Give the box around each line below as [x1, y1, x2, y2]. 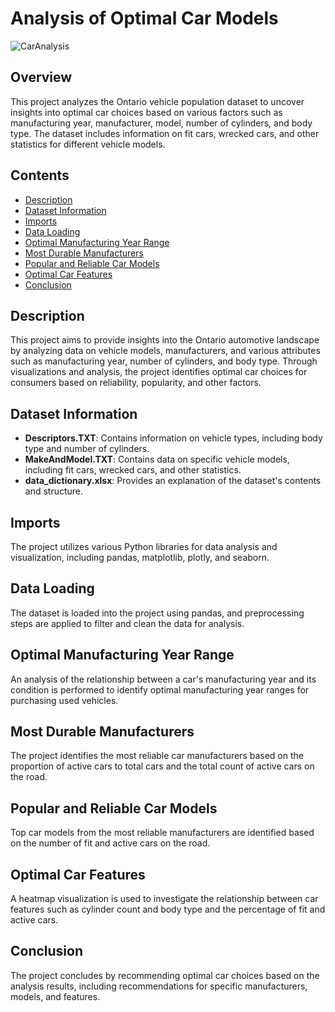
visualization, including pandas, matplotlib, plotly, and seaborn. [10, 552, 270, 563]
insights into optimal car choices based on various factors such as [10, 106, 283, 118]
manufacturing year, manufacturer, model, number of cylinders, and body [10, 117, 313, 129]
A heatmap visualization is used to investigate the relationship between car [10, 893, 319, 905]
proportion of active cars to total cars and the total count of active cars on [10, 760, 315, 772]
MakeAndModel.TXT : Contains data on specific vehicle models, [24, 453, 290, 466]
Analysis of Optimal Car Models [10, 7, 279, 30]
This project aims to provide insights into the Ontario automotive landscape [10, 334, 320, 346]
